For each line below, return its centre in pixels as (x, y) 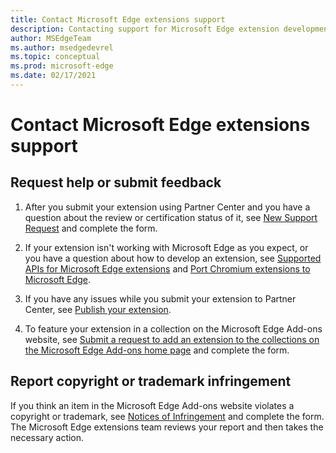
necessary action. (47, 437)
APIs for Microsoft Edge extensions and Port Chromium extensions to (167, 268)
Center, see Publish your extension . (98, 309)
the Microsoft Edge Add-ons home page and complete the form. (157, 350)
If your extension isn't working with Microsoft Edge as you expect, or (166, 247)
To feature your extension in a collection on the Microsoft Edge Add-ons (173, 328)
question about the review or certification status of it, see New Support (171, 217)
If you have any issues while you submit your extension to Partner (160, 298)
